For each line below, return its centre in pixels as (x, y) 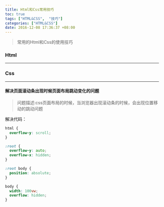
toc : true (15, 14)
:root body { (18, 169)
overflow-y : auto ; (28, 151)
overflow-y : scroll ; (30, 133)
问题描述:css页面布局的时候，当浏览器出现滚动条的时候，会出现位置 (85, 102)
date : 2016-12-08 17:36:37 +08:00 (40, 28)
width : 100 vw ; (24, 191)
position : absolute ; (30, 173)
